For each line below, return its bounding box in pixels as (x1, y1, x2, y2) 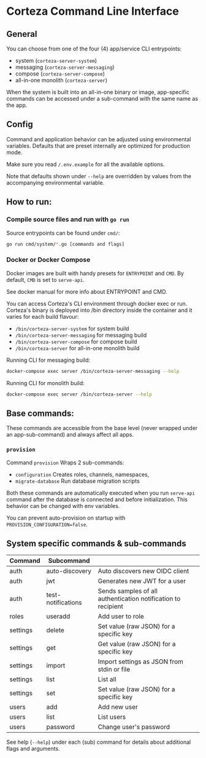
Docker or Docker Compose (6, 256, 91, 264)
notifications (46, 598, 83, 607)
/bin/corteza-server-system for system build (15, 324, 129, 332)
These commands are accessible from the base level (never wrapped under (6, 424, 198, 432)
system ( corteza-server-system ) (15, 57, 97, 64)
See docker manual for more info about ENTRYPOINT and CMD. (6, 287, 167, 295)
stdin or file (97, 665, 131, 674)
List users (97, 713, 126, 721)
